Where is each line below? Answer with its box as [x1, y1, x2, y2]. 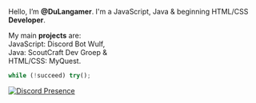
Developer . [8, 15, 46, 25]
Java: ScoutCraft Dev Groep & [8, 48, 108, 57]
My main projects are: [8, 31, 82, 40]
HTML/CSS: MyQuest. [8, 56, 82, 65]
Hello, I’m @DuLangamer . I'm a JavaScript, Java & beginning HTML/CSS [8, 7, 249, 16]
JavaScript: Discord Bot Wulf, [8, 39, 106, 49]
